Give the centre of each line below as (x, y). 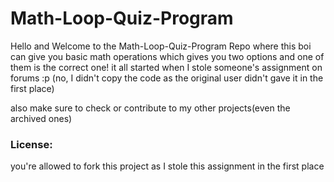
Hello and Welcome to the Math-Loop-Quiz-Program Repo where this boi (161, 46)
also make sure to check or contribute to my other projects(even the (150, 108)
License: (31, 144)
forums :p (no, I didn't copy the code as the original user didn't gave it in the (167, 78)
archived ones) (41, 118)
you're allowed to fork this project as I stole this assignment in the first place (167, 166)
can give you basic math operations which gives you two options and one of (167, 56)
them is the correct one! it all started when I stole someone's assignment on (166, 67)
